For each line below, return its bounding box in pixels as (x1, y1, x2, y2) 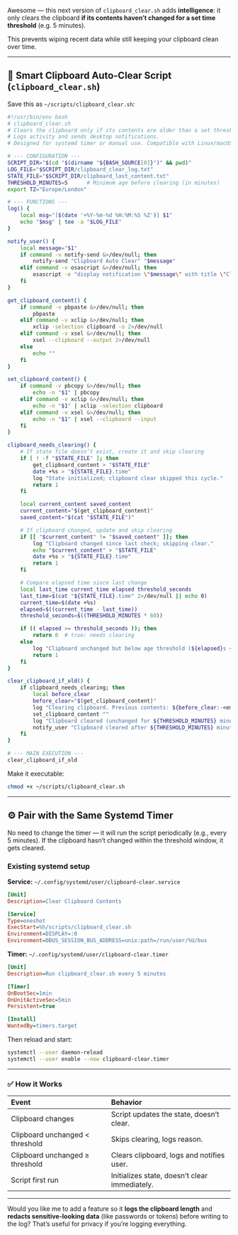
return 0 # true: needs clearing (33, 632, 135, 639)
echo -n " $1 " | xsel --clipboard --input (33, 415, 157, 422)
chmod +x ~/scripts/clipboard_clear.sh (7, 783, 125, 790)
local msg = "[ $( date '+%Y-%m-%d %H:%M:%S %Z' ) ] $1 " (20, 212, 173, 219)
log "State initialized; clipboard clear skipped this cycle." (33, 474, 223, 482)
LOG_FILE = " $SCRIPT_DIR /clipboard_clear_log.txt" (7, 166, 154, 173)
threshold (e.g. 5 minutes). (7, 21, 86, 29)
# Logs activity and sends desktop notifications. (7, 133, 160, 141)
